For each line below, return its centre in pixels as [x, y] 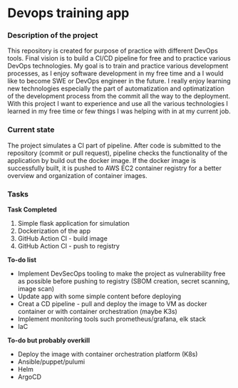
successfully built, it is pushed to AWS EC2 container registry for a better [115, 168]
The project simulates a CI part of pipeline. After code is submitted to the [114, 145]
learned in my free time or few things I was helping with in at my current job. [119, 111]
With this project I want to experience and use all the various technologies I [118, 104]
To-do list [22, 260]
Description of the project [53, 36]
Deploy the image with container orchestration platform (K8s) [108, 355]
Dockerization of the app [54, 231]
